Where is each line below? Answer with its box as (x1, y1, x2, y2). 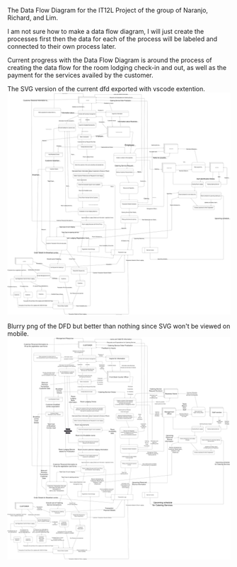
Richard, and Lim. (7, 13, 59, 22)
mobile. (7, 329, 30, 338)
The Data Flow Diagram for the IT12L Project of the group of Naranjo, (7, 6, 209, 14)
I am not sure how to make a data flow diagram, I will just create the (7, 28, 204, 35)
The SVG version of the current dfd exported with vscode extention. (7, 85, 205, 93)
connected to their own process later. (7, 42, 117, 50)
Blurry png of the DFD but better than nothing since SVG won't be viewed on (7, 322, 231, 331)
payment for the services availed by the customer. (7, 71, 154, 79)
